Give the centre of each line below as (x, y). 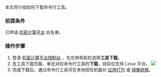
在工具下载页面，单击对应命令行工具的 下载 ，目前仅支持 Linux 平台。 (81, 63)
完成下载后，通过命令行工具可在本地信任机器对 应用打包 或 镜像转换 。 (82, 70)
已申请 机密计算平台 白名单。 (34, 32)
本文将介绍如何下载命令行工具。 (37, 7)
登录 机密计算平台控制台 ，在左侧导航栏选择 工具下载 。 (67, 58)
